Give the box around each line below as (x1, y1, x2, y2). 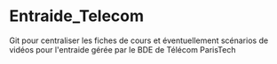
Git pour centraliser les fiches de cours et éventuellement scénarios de (9, 35, 269, 46)
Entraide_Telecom (9, 6, 145, 26)
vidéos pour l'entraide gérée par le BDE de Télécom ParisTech (9, 44, 236, 54)
